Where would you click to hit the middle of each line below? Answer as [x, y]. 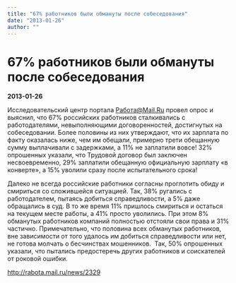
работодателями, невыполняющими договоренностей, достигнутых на [115, 125]
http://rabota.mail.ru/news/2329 [54, 272]
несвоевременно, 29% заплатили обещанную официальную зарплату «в [118, 162]
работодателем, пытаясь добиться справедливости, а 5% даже [104, 199]
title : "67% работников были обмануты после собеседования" [98, 14]
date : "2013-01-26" [36, 20]
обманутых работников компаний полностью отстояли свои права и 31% [118, 221]
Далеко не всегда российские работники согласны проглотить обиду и [116, 183]
